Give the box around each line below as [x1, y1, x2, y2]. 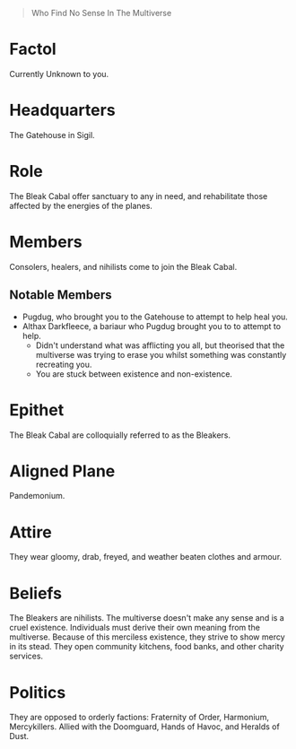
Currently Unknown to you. [9, 68, 109, 79]
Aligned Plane [9, 461, 116, 481]
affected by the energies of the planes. [9, 200, 152, 211]
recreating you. [35, 359, 92, 370]
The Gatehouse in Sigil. [9, 129, 96, 140]
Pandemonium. [9, 491, 65, 501]
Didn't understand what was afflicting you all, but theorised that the [35, 340, 285, 351]
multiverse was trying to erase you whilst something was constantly [35, 349, 287, 360]
